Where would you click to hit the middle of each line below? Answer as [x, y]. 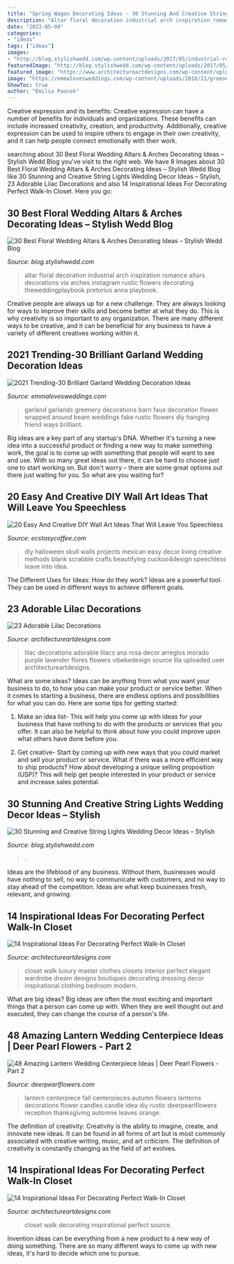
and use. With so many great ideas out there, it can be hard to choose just [113, 460]
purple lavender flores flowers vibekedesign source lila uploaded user [124, 660]
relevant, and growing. [39, 894]
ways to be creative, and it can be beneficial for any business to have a [109, 325]
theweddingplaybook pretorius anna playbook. [91, 290]
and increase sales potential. [58, 782]
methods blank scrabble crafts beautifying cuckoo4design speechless [125, 559]
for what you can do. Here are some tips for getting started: [93, 703]
